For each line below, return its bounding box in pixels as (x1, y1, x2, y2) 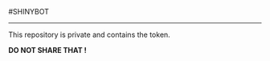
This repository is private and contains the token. (8, 30, 170, 39)
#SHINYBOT (8, 7, 50, 16)
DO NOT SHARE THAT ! (8, 46, 87, 55)
